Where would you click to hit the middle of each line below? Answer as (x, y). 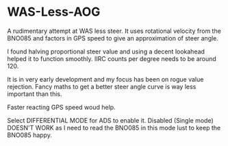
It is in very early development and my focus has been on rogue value (105, 79)
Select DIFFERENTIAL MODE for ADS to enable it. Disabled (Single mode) (110, 120)
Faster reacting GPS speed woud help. (61, 107)
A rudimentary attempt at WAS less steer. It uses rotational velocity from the (114, 31)
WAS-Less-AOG (54, 12)
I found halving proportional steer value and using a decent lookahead (106, 51)
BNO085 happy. (30, 135)
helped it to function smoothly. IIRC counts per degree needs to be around (112, 58)
